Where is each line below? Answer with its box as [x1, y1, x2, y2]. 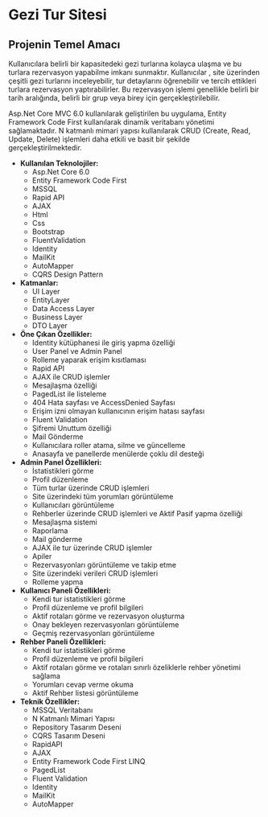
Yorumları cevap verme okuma [31, 679, 134, 689]
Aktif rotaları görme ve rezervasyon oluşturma [31, 611, 185, 621]
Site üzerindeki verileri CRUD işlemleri [31, 569, 159, 578]
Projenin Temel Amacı [8, 38, 121, 51]
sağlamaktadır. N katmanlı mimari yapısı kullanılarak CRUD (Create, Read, [8, 126, 251, 135]
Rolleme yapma [31, 577, 84, 586]
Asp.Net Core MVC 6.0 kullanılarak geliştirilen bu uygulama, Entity [8, 109, 227, 118]
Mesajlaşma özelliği [31, 380, 97, 390]
